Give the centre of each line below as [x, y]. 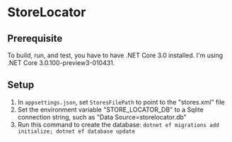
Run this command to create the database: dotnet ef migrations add [118, 124]
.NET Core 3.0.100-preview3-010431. [61, 63]
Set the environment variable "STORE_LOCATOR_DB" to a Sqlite [110, 110]
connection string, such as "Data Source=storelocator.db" [102, 117]
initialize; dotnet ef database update [76, 131]
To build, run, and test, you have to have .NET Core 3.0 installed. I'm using [115, 55]
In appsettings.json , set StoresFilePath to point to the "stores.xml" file [121, 102]
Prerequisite [35, 39]
